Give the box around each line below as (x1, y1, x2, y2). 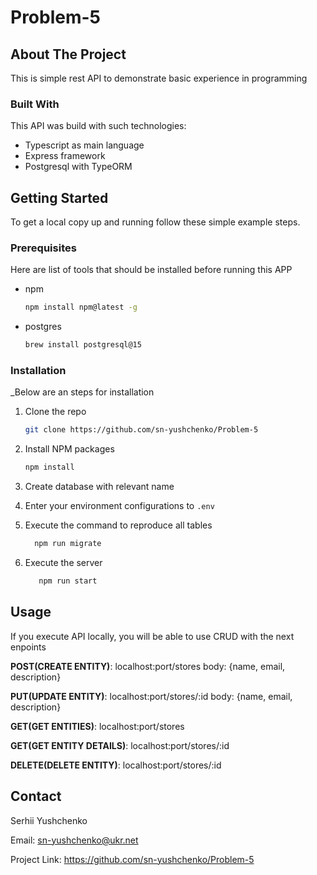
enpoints (10, 641, 47, 653)
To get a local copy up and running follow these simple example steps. (10, 216, 301, 228)
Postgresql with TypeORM (24, 161, 133, 173)
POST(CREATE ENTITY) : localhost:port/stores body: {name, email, (10, 660, 286, 672)
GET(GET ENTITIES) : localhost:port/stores (10, 720, 185, 732)
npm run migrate (34, 539, 102, 549)
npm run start (38, 576, 98, 586)
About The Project (10, 46, 127, 63)
